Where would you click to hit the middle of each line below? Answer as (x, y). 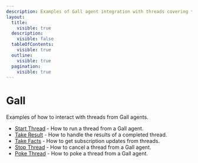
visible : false (35, 39)
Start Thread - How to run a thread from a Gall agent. (79, 129)
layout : (16, 17)
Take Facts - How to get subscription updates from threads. (87, 141)
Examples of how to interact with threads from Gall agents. (77, 117)
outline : (22, 55)
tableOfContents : (33, 45)
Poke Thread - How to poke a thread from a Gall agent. (81, 154)
